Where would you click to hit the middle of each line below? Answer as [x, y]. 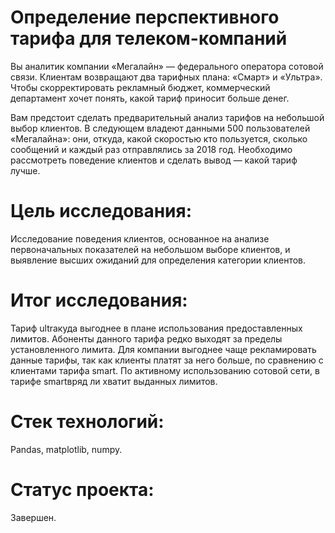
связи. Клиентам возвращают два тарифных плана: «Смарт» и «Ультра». [166, 77]
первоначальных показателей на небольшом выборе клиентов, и [150, 249]
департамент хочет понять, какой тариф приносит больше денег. [150, 98]
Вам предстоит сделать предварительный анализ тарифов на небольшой [167, 117]
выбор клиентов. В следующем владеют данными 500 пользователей [160, 128]
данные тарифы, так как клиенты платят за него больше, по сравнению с [167, 360]
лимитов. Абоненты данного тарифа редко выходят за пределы [146, 338]
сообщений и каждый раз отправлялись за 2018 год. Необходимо [151, 149]
